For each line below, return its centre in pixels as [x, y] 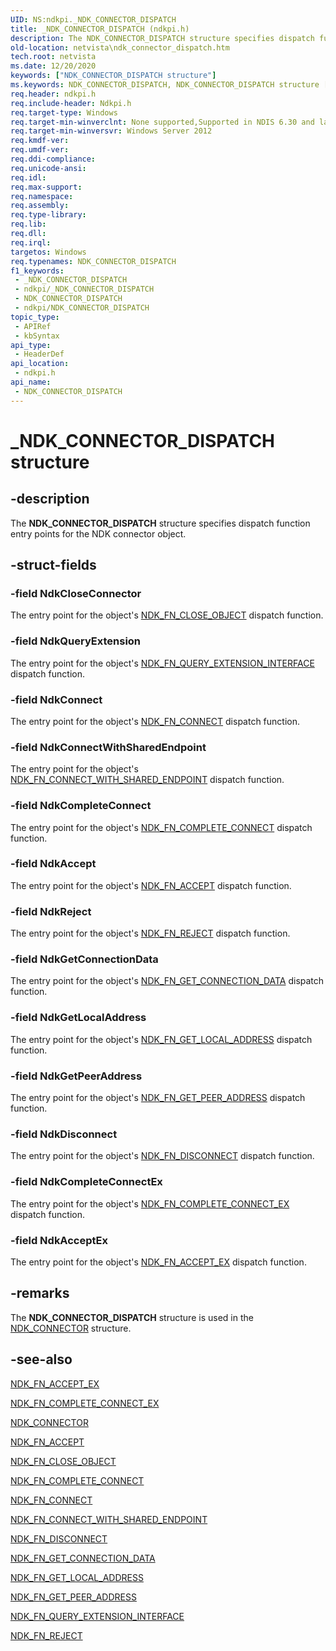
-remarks [40, 1293]
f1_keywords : [37, 271]
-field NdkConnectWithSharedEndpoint [108, 747]
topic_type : [35, 317]
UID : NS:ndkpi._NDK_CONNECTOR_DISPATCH [93, 19]
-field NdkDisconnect [64, 1134]
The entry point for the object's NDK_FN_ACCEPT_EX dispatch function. [158, 1262]
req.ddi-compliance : [53, 159]
